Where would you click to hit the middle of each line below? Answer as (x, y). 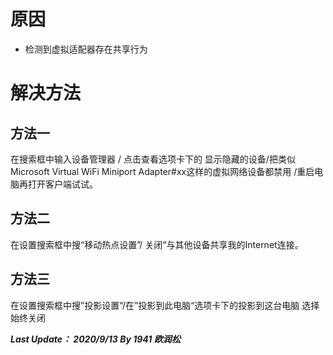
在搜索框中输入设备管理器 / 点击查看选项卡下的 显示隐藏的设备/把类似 (153, 159)
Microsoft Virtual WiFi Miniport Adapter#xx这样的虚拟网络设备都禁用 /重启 (162, 171)
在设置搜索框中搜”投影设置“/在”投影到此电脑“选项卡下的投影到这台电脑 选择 (165, 305)
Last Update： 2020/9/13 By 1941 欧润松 (95, 339)
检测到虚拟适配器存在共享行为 (86, 49)
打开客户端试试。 (62, 184)
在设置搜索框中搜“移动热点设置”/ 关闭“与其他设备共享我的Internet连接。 (157, 244)
